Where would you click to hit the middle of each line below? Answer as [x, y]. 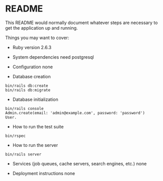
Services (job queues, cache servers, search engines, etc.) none [79, 163]
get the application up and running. [42, 28]
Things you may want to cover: [37, 38]
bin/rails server [23, 154]
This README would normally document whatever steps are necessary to [81, 23]
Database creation [32, 76]
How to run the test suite [38, 126]
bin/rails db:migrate [28, 90]
